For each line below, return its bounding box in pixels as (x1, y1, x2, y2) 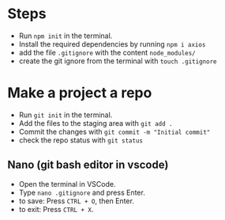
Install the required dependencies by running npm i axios (18, 39, 206, 48)
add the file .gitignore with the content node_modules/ (18, 47, 197, 57)
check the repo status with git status (18, 135, 144, 145)
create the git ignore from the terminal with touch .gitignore (18, 56, 217, 66)
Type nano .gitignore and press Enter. (18, 188, 145, 197)
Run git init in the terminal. (18, 110, 113, 119)
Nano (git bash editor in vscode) (7, 158, 169, 172)
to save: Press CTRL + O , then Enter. (18, 195, 135, 206)
